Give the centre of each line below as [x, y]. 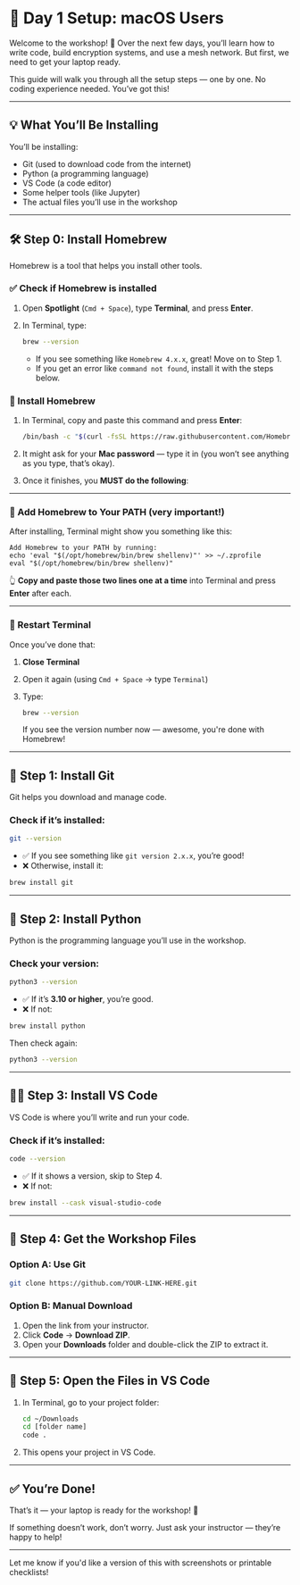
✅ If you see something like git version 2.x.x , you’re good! [133, 855]
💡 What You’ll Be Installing [84, 125]
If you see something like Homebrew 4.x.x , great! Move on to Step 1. [159, 359]
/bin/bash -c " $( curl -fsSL [75, 437]
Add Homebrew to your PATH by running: [83, 548]
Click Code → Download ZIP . [76, 1335]
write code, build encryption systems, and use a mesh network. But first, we [150, 52]
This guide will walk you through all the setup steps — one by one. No [137, 79]
